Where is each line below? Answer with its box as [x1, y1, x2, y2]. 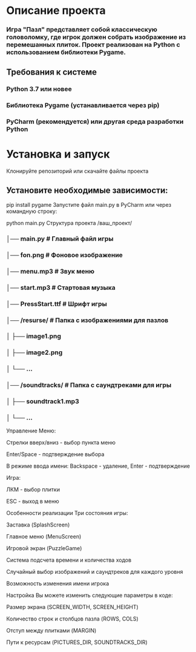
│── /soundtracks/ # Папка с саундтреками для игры [6, 381, 172, 389]
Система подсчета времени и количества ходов [6, 556, 132, 564]
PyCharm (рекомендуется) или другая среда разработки [6, 118, 184, 126]
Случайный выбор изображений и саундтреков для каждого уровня [6, 568, 183, 576]
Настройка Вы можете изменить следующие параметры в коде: [6, 592, 174, 599]
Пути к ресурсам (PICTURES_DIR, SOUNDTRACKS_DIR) [6, 639, 148, 646]
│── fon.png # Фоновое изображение [6, 250, 123, 259]
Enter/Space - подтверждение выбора [6, 451, 105, 458]
